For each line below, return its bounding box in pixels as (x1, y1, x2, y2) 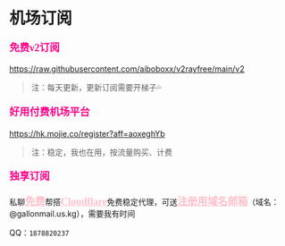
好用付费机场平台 (9, 106, 90, 118)
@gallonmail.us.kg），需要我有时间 (9, 208, 136, 219)
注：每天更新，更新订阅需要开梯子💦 (30, 82, 163, 93)
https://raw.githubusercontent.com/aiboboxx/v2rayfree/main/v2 (9, 64, 245, 74)
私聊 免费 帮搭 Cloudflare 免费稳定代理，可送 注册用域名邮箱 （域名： (9, 195, 280, 208)
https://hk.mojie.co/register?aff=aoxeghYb (9, 128, 165, 139)
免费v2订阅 (9, 41, 60, 54)
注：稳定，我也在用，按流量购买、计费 (30, 147, 172, 157)
